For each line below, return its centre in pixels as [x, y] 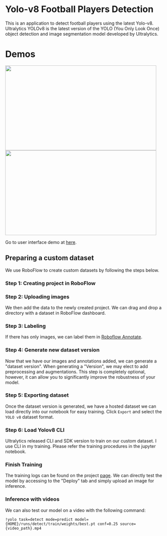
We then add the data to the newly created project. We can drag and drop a [83, 307]
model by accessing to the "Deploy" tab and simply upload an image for [80, 481]
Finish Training [24, 465]
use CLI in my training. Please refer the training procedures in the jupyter [80, 446]
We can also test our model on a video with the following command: [75, 510]
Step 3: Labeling [26, 326]
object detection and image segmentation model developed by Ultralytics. [82, 34]
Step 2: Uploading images [37, 297]
